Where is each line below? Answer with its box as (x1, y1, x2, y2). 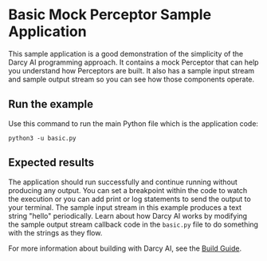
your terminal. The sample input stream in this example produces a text (8, 202, 241, 212)
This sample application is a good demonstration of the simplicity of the (8, 49, 244, 58)
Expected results (8, 156, 94, 169)
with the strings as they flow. (8, 227, 103, 237)
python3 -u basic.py (8, 134, 77, 142)
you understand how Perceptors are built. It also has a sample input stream (8, 65, 255, 75)
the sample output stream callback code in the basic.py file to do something (8, 219, 259, 229)
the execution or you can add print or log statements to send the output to (8, 194, 251, 204)
